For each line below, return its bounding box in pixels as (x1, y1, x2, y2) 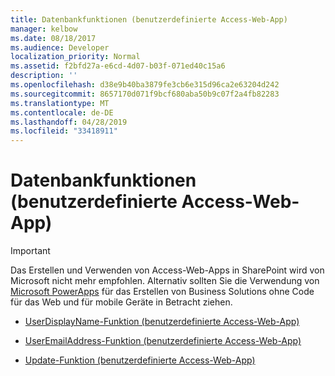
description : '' (10, 71, 78, 81)
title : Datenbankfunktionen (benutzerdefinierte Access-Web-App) (10, 14, 288, 25)
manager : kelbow (10, 24, 78, 34)
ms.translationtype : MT (10, 98, 110, 108)
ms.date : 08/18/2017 (10, 33, 97, 43)
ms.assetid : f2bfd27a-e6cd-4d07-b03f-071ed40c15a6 (10, 61, 226, 71)
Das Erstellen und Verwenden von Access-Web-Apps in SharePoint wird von (10, 264, 325, 276)
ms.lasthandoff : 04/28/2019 (10, 117, 128, 127)
